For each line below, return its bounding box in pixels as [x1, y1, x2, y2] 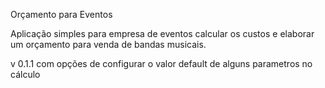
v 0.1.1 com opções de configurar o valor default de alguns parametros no [10, 58, 313, 69]
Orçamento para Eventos [10, 9, 113, 20]
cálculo [10, 69, 41, 80]
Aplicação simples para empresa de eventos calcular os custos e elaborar [10, 28, 315, 39]
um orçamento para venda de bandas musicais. [10, 39, 207, 50]
